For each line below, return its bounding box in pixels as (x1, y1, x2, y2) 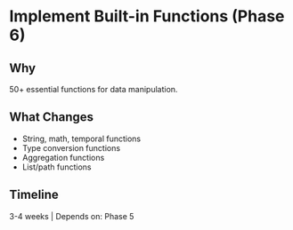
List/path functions (21, 162, 92, 172)
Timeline (9, 187, 60, 202)
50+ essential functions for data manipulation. (9, 84, 178, 94)
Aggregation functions (21, 152, 105, 163)
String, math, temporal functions (21, 133, 141, 144)
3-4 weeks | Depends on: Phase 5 (9, 210, 134, 221)
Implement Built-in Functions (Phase (9, 6, 285, 27)
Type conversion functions (21, 142, 121, 153)
